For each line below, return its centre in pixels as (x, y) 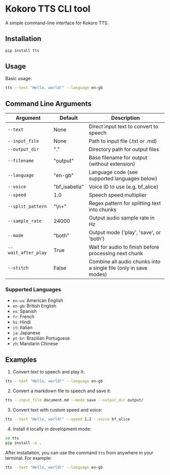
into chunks (103, 210)
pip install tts (22, 50)
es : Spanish (25, 311)
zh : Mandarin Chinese (35, 344)
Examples (21, 360)
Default (69, 118)
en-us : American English (38, 300)
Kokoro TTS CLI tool (48, 9)
